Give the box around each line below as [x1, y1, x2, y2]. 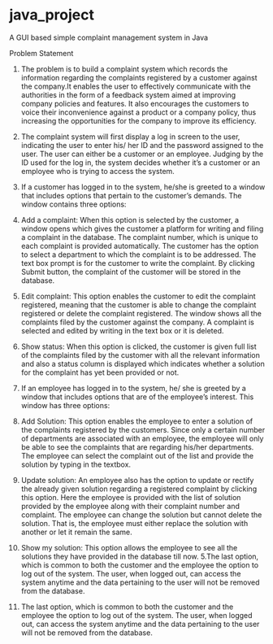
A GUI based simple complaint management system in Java [9, 33, 209, 42]
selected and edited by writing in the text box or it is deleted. [20, 325, 224, 335]
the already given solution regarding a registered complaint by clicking [20, 484, 258, 494]
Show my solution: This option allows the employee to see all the [20, 542, 238, 552]
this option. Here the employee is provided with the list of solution [20, 492, 241, 502]
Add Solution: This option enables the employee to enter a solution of [20, 416, 253, 426]
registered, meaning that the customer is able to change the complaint [20, 299, 257, 310]
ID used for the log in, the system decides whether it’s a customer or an [20, 157, 261, 168]
